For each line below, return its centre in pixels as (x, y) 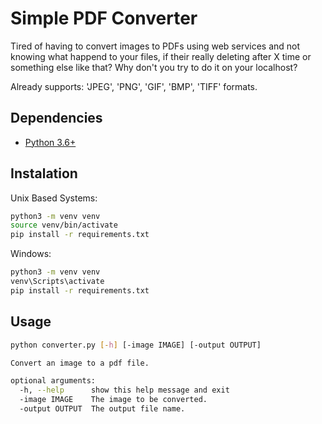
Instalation (44, 173)
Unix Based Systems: (54, 198)
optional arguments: (53, 381)
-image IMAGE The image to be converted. (113, 400)
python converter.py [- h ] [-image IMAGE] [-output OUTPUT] (136, 345)
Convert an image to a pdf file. (80, 363)
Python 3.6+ (50, 142)
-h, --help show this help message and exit (124, 390)
